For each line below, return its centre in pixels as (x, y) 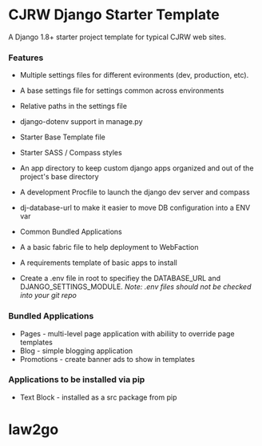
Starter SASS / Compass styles (71, 153)
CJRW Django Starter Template (114, 15)
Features (26, 58)
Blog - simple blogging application (76, 351)
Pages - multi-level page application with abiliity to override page (127, 333)
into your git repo (48, 295)
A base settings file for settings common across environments (122, 90)
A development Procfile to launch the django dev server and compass (135, 192)
